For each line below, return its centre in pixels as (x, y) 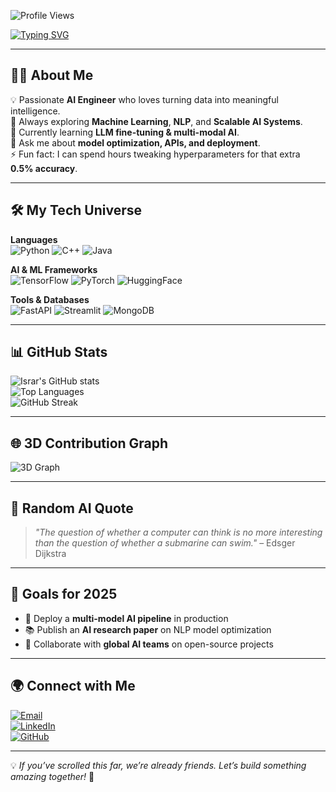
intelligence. (35, 111)
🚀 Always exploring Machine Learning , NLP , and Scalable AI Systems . (156, 121)
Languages (34, 239)
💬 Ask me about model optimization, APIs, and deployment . (135, 142)
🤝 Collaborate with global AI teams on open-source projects (149, 644)
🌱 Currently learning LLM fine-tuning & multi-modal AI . (125, 132)
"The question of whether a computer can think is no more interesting (178, 532)
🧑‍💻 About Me (52, 75)
